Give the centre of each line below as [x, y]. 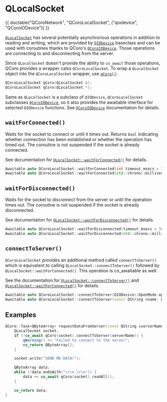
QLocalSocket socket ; [36, 331]
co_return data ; [31, 390]
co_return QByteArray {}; [49, 345]
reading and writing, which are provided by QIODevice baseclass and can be [83, 42]
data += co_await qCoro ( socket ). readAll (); [69, 377]
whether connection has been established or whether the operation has [79, 139]
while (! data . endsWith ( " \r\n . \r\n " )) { [55, 372]
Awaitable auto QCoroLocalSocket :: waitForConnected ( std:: [66, 173]
